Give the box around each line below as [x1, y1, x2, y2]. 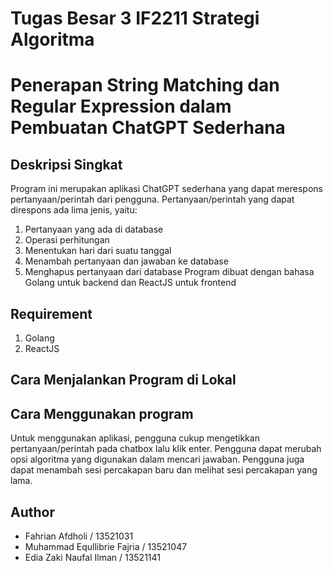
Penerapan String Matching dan [10, 74, 280, 97]
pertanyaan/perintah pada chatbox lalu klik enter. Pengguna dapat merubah [10, 443, 322, 455]
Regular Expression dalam [10, 95, 232, 118]
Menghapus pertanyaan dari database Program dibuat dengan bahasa [24, 266, 315, 278]
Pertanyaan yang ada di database [24, 223, 164, 236]
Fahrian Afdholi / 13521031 [24, 530, 134, 542]
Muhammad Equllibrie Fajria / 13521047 [24, 541, 188, 553]
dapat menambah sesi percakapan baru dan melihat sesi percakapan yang [10, 464, 318, 476]
